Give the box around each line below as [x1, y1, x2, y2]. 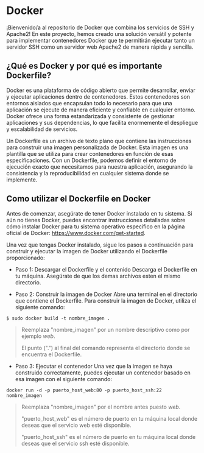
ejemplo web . [21, 332, 55, 340]
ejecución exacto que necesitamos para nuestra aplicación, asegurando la [6, 163, 193, 170]
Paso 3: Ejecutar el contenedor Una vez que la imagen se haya [15, 362, 172, 370]
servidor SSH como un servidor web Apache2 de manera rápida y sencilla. [6, 43, 194, 51]
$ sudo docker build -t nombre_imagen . [6, 315, 111, 321]
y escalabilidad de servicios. [6, 125, 78, 133]
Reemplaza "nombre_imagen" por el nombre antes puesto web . [21, 403, 181, 410]
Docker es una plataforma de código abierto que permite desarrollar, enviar [6, 86, 196, 94]
